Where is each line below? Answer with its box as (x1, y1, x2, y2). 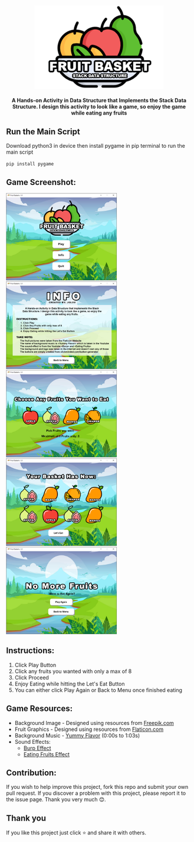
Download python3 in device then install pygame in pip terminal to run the (6, 142, 186, 149)
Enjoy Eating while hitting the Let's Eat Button (14, 680, 125, 687)
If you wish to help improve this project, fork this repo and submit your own (6, 784, 189, 791)
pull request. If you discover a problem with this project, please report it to (6, 789, 186, 797)
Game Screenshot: (6, 177, 77, 187)
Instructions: (6, 646, 55, 656)
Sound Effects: (14, 738, 51, 745)
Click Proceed (14, 674, 49, 681)
